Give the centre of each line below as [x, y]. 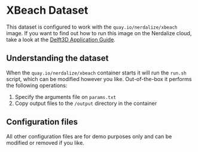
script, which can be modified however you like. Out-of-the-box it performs [99, 79]
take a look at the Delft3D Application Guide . [61, 39]
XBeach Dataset [47, 10]
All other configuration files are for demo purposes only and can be [89, 136]
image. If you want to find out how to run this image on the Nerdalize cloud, [99, 33]
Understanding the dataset [57, 58]
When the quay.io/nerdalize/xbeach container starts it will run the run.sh [96, 73]
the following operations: [37, 85]
